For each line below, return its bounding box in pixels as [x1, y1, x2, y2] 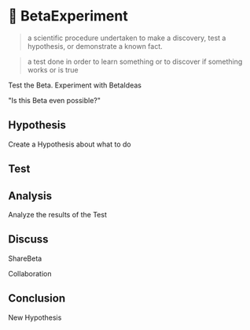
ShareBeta [8, 254, 42, 263]
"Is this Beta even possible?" [8, 95, 101, 105]
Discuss [8, 232, 49, 247]
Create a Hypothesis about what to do [8, 139, 131, 149]
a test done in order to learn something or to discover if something [27, 57, 243, 66]
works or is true [27, 65, 79, 74]
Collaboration [8, 269, 52, 278]
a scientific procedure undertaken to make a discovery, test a [27, 33, 226, 43]
